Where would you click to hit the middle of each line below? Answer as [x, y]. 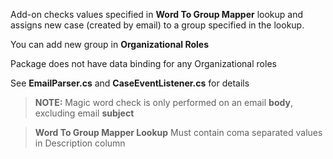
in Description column [80, 143]
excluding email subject [84, 113]
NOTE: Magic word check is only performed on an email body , [163, 102]
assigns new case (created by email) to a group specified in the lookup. [157, 25]
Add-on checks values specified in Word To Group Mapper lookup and [157, 14]
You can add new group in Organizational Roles [109, 44]
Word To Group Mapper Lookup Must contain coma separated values [178, 132]
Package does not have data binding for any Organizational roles [143, 63]
